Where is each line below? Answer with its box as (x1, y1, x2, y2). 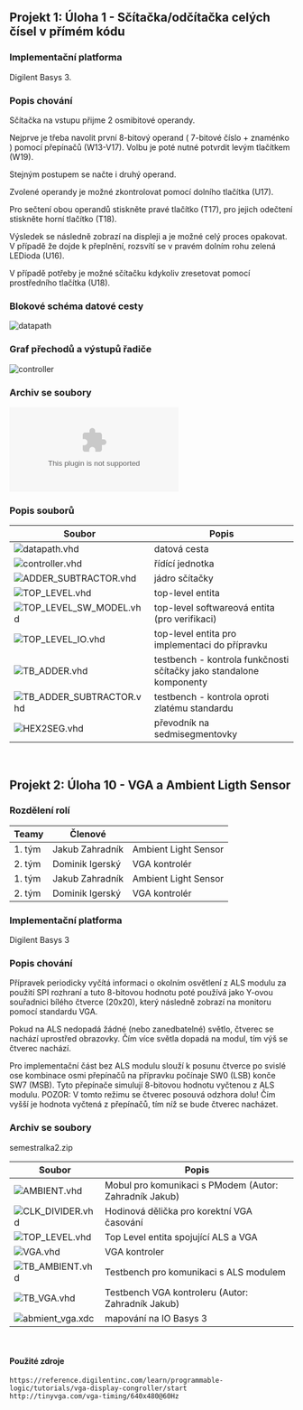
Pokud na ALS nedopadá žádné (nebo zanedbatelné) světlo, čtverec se (9, 1023, 274, 1035)
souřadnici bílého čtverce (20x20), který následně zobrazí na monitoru (9, 996, 272, 1008)
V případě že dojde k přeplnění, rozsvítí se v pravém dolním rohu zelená (9, 240, 277, 251)
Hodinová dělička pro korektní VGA (105, 1204, 252, 1217)
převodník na (153, 716, 210, 729)
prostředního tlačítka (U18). (9, 277, 111, 288)
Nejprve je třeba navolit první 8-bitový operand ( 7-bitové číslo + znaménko (9, 132, 290, 143)
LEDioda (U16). (9, 250, 65, 261)
